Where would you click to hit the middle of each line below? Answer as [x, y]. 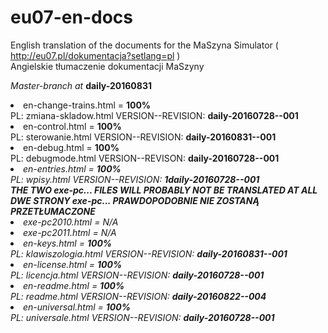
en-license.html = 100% [73, 264]
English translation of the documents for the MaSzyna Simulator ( [144, 45]
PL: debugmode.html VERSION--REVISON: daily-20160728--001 [145, 158]
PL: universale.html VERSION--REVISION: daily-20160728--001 [142, 317]
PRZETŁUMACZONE [53, 211]
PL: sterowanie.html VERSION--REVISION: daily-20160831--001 [143, 137]
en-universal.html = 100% [77, 307]
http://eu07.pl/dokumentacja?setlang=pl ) [95, 55]
